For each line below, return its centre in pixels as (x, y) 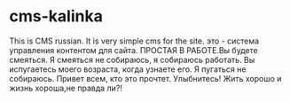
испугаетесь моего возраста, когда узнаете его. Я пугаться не (128, 69)
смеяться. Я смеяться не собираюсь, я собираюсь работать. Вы (132, 59)
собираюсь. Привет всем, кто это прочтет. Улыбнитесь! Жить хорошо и (145, 78)
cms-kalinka (56, 16)
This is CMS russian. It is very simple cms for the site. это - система (134, 41)
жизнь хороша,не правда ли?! (66, 88)
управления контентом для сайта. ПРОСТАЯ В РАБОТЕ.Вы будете (134, 50)
